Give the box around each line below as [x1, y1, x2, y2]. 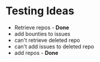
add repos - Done [14, 49, 59, 56]
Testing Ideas [5, 4, 74, 18]
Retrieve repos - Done [14, 24, 69, 31]
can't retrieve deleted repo [14, 36, 80, 44]
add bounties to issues [14, 30, 71, 37]
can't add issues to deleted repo [14, 43, 95, 50]
